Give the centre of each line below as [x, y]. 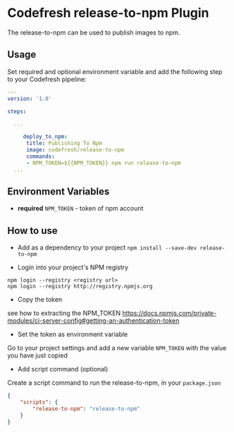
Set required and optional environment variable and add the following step [115, 71]
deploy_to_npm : [45, 137]
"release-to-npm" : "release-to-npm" [86, 409]
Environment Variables [58, 191]
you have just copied [38, 356]
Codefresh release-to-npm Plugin [108, 13]
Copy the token [40, 300]
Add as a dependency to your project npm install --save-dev [107, 247]
